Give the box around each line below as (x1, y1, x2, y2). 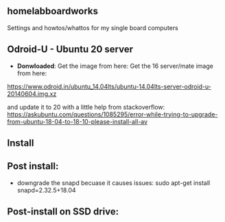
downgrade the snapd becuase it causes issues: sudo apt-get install (16, 178, 211, 187)
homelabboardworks (7, 5, 98, 17)
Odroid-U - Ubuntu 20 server (7, 44, 134, 56)
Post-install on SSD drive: (7, 206, 119, 218)
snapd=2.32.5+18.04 (16, 186, 77, 194)
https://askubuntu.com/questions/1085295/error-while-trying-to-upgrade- (7, 110, 218, 119)
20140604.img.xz (7, 89, 57, 98)
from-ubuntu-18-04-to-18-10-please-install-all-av (7, 117, 148, 125)
